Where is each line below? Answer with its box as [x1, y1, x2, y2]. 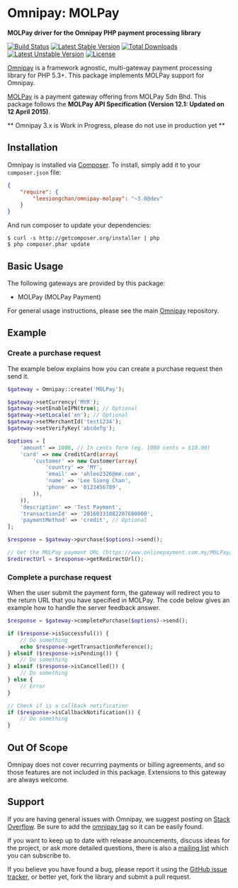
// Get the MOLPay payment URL [7, 549, 100, 556]
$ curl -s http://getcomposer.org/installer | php [7, 235, 160, 242]
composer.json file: [7, 168, 62, 177]
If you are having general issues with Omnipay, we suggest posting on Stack [7, 814, 230, 823]
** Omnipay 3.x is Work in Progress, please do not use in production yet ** [7, 121, 225, 129]
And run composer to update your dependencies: [7, 221, 152, 230]
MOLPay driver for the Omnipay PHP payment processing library [7, 28, 201, 37]
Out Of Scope [7, 741, 69, 753]
